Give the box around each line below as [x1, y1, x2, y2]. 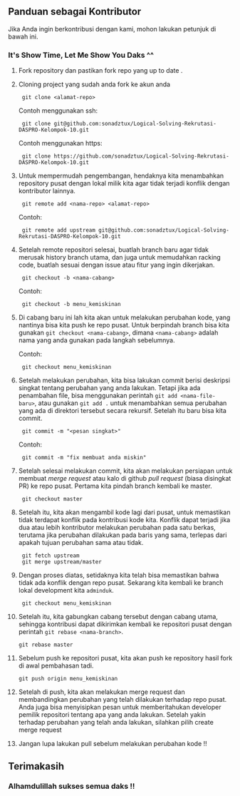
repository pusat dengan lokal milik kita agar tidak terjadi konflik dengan [18, 179, 230, 188]
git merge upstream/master [21, 558, 102, 566]
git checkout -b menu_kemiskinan [21, 301, 121, 308]
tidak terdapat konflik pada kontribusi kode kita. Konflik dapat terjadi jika [18, 516, 231, 524]
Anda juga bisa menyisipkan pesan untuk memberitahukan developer [18, 703, 221, 712]
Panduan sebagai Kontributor [8, 6, 142, 18]
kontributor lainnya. [18, 187, 75, 195]
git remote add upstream [21, 227, 95, 234]
